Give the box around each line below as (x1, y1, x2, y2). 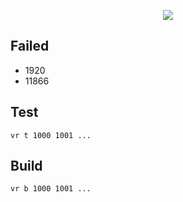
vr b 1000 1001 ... (10, 184, 92, 194)
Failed (10, 38, 50, 55)
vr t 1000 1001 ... (10, 130, 92, 140)
